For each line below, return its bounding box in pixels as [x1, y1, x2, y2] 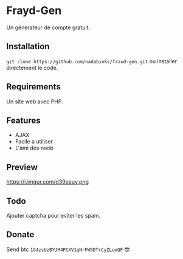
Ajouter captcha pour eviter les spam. [6, 212, 101, 219]
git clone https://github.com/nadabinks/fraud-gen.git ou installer [6, 57, 178, 64]
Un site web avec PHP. [6, 98, 64, 105]
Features [6, 115, 41, 125]
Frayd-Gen [6, 4, 62, 18]
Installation [6, 41, 50, 52]
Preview [6, 162, 38, 172]
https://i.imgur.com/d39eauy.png [6, 178, 89, 185]
